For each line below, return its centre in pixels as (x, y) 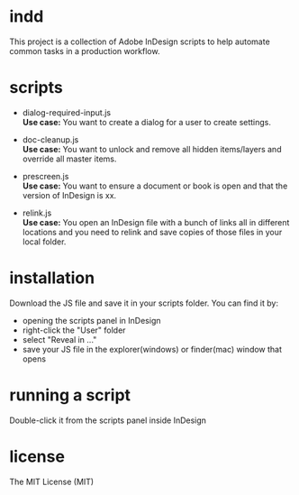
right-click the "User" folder (74, 330)
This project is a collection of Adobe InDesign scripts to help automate (140, 41)
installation (52, 278)
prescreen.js (45, 176)
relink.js (37, 213)
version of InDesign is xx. (69, 195)
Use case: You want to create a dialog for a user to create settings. (147, 122)
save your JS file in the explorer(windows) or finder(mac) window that (152, 349)
